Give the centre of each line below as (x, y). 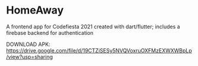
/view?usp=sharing (30, 57)
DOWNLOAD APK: (28, 44)
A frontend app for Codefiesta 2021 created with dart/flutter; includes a (93, 27)
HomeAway (35, 10)
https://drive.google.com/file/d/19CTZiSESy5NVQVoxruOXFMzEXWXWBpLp (99, 50)
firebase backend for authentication (50, 32)
